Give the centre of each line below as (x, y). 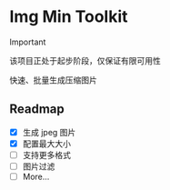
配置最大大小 (46, 144)
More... (36, 176)
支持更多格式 (46, 155)
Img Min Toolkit (69, 17)
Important (28, 42)
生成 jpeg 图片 (49, 132)
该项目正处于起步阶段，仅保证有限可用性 (85, 60)
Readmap (37, 110)
